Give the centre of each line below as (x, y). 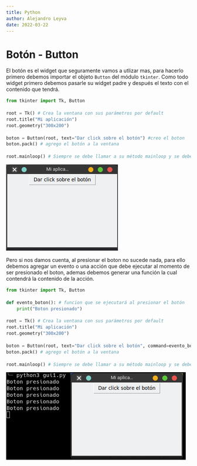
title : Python (23, 12)
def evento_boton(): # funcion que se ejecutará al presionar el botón (95, 302)
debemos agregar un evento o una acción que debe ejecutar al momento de (98, 266)
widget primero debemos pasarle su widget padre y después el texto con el (97, 83)
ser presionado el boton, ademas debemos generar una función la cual (92, 273)
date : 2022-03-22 (27, 25)
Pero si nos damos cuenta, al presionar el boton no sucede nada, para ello (96, 260)
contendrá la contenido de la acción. (50, 279)
